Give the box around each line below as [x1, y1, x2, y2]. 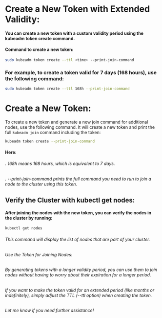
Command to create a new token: [5, 46, 74, 52]
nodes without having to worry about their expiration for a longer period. [5, 272, 151, 278]
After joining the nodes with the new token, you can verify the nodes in [5, 209, 152, 216]
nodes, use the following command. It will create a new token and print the [5, 124, 155, 130]
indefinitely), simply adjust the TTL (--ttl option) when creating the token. [5, 292, 152, 298]
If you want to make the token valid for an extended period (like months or [5, 287, 155, 293]
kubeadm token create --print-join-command [5, 138, 95, 144]
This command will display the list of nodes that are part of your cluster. [5, 236, 150, 242]
